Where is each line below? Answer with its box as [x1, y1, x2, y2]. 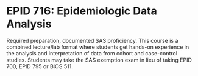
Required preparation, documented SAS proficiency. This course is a [6, 37, 179, 44]
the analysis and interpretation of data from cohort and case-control [6, 49, 178, 57]
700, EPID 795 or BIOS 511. [6, 62, 73, 70]
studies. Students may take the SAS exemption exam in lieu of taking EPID [6, 56, 192, 63]
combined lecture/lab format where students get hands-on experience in [6, 43, 189, 51]
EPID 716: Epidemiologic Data [6, 4, 157, 18]
